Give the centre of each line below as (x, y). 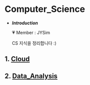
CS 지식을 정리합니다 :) (34, 43)
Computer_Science (45, 9)
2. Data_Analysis (31, 76)
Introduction (25, 23)
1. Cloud (17, 59)
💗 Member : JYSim (31, 32)
